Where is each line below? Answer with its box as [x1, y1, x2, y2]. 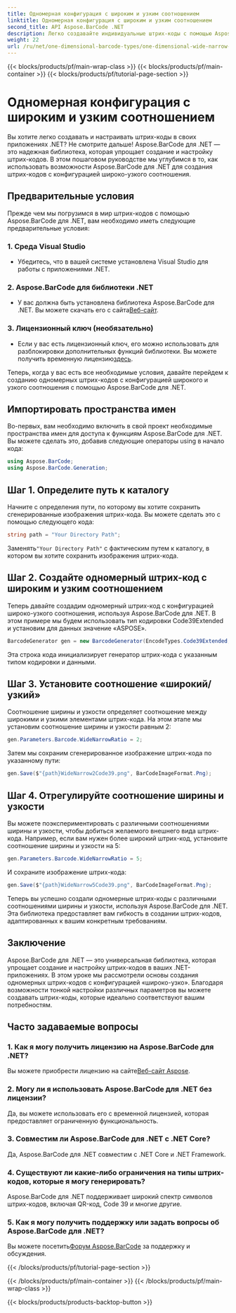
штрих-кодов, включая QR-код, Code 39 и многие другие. [7, 1200, 183, 1208]
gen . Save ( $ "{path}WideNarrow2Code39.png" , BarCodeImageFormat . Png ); [7, 770, 212, 777]
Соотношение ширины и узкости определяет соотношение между [7, 707, 207, 716]
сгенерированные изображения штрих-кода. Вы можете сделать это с [7, 511, 221, 519]
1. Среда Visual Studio [7, 241, 86, 251]
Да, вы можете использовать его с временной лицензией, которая [7, 1109, 209, 1117]
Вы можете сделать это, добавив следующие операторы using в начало [7, 437, 225, 445]
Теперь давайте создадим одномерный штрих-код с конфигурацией [7, 601, 214, 610]
